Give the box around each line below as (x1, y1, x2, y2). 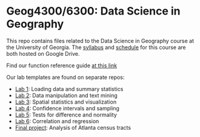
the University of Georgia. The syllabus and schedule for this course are (6, 44, 186, 51)
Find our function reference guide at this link (6, 62, 117, 69)
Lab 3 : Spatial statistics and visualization (15, 98, 117, 105)
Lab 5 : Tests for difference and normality (15, 111, 117, 118)
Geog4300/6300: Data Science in (6, 4, 181, 18)
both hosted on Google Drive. (6, 50, 80, 57)
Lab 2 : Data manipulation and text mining (15, 92, 118, 99)
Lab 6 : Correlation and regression (15, 117, 99, 125)
